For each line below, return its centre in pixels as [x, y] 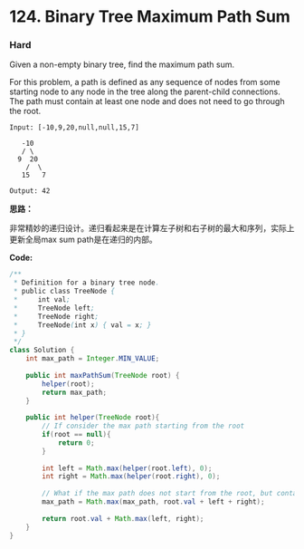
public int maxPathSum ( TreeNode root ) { [103, 375]
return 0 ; [76, 443]
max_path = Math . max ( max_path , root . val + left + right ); [153, 502]
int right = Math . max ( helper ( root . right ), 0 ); [131, 477]
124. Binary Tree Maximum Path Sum [150, 17]
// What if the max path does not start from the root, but [157, 494]
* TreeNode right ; [56, 316]
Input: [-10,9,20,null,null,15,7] [75, 128]
